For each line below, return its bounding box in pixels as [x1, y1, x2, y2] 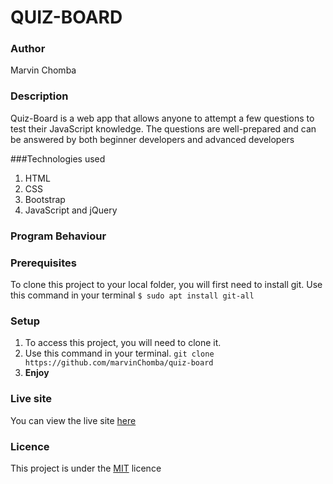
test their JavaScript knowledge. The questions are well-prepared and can [10, 122, 317, 135]
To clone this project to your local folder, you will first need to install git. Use [10, 279, 323, 290]
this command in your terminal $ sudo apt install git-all [10, 289, 255, 301]
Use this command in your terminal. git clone [24, 347, 215, 360]
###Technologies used [10, 152, 106, 165]
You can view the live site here [10, 414, 137, 426]
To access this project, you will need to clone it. [24, 337, 222, 349]
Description [10, 89, 69, 103]
